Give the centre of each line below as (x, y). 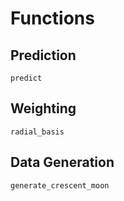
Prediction (43, 55)
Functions (52, 18)
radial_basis (37, 132)
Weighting (43, 108)
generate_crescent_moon (60, 185)
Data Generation (62, 162)
